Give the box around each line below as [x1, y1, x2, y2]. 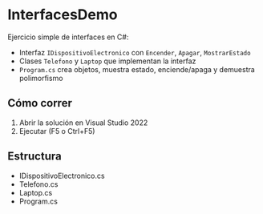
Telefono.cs [18, 179, 59, 189]
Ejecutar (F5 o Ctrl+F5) [18, 126, 95, 135]
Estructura [7, 150, 62, 164]
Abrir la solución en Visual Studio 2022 [18, 118, 148, 127]
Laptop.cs [18, 188, 53, 197]
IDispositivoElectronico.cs [18, 171, 105, 180]
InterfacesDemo [7, 6, 118, 24]
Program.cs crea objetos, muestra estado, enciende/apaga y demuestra [18, 64, 256, 74]
